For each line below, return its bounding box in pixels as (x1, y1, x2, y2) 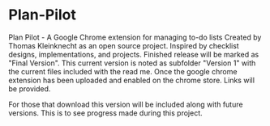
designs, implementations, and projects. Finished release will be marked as (8, 49, 259, 59)
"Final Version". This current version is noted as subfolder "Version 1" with (8, 58, 256, 68)
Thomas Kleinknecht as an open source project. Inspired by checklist (8, 40, 239, 50)
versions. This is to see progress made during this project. (8, 107, 203, 118)
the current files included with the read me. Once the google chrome (8, 66, 238, 76)
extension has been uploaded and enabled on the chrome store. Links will (8, 75, 255, 85)
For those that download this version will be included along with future (8, 99, 243, 109)
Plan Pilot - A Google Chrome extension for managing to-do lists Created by (8, 32, 262, 42)
